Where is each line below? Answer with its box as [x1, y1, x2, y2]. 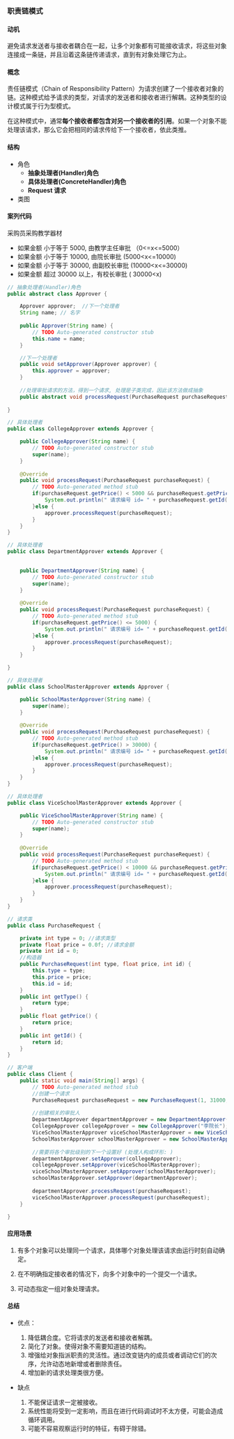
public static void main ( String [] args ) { [19, 1077, 145, 1084]
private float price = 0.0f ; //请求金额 [19, 941, 134, 948]
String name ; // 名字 [19, 309, 80, 316]
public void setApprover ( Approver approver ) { [19, 361, 157, 368]
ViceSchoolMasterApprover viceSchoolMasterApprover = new [32, 1130, 204, 1137]
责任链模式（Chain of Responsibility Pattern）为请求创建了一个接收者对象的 [7, 85, 224, 93]
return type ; [32, 1000, 70, 1007]
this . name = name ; [32, 335, 86, 342]
